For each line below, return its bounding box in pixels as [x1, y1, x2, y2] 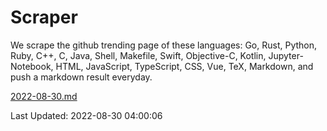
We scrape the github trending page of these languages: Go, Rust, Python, [10, 39, 318, 51]
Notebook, [10, 60, 54, 72]
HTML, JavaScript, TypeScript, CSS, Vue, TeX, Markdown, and [55, 60, 314, 72]
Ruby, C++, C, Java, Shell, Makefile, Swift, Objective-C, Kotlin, [10, 49, 267, 61]
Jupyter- [268, 49, 304, 61]
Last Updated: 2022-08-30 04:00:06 [10, 109, 163, 121]
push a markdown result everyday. [10, 71, 153, 83]
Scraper [10, 6, 78, 29]
